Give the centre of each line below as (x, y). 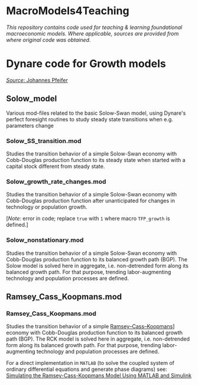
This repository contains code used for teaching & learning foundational (94, 27)
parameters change (30, 125)
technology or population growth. (47, 207)
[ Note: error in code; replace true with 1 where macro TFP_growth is (88, 219)
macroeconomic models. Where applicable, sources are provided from (92, 33)
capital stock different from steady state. (56, 166)
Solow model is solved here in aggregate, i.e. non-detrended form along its (98, 266)
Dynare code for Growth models (86, 64)
